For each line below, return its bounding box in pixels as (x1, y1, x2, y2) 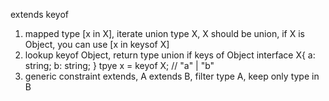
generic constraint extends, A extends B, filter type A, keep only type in (24, 70, 320, 82)
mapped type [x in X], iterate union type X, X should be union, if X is (24, 28, 305, 39)
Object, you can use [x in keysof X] (24, 39, 170, 50)
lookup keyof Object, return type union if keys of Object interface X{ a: (24, 49, 316, 61)
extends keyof (10, 9, 69, 20)
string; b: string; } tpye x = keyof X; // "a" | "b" (24, 60, 215, 71)
